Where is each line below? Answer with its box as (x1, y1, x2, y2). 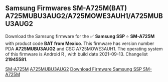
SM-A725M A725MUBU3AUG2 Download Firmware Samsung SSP (5, 66, 142, 72)
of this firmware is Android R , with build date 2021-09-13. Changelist (5, 51, 148, 57)
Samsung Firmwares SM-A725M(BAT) (5, 4, 127, 12)
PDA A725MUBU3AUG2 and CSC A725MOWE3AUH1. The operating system (5, 45, 163, 51)
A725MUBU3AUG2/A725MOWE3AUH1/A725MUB (5, 12, 163, 20)
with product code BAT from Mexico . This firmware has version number (5, 40, 154, 46)
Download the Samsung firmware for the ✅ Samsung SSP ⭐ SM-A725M (5, 33, 155, 39)
